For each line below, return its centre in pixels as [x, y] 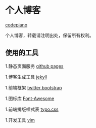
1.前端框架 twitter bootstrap [34, 87]
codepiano [16, 25]
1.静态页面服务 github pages [35, 66]
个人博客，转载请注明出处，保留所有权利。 [50, 35]
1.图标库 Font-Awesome [30, 98]
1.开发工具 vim [20, 120]
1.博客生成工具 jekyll [26, 77]
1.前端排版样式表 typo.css [32, 109]
